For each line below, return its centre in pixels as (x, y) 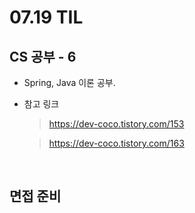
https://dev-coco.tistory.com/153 (116, 124)
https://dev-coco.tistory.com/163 (116, 143)
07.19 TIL (46, 17)
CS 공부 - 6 (43, 56)
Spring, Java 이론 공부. (69, 82)
